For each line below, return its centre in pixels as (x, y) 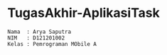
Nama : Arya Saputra (39, 32)
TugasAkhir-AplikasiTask (83, 13)
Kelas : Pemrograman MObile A (52, 44)
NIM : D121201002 (36, 38)
